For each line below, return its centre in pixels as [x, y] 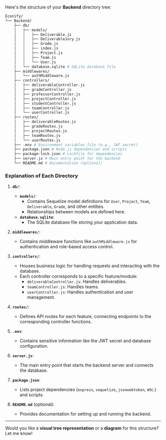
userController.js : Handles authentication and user [80, 292]
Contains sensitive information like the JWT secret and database [85, 341]
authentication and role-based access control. [67, 247]
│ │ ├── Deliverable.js [43, 35]
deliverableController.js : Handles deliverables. [77, 281]
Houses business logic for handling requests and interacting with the [89, 266]
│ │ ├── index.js [36, 48]
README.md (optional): [33, 404]
